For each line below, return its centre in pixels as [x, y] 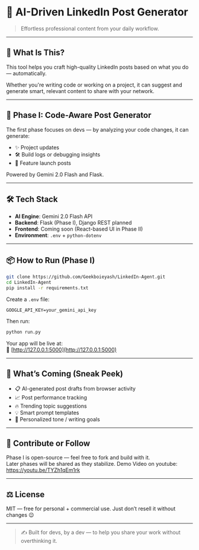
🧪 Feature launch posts [43, 163]
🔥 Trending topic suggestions [51, 406]
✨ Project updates [37, 147]
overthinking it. [39, 541]
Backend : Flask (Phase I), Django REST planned [73, 223]
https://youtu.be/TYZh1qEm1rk [43, 470]
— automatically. [27, 73]
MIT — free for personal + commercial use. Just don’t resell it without [91, 509]
